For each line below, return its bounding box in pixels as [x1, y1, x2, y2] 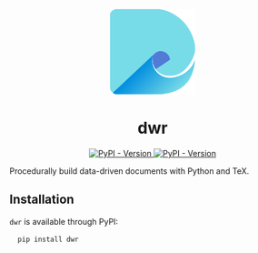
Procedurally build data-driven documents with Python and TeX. [9, 165, 250, 177]
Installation [9, 192, 74, 207]
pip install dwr [17, 235, 79, 244]
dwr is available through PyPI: [9, 216, 119, 227]
